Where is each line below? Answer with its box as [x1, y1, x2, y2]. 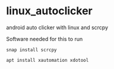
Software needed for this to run [6, 35, 83, 42]
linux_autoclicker [6, 4, 93, 18]
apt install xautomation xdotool [6, 57, 89, 63]
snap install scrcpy [6, 46, 58, 53]
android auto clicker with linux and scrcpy [6, 24, 109, 31]
